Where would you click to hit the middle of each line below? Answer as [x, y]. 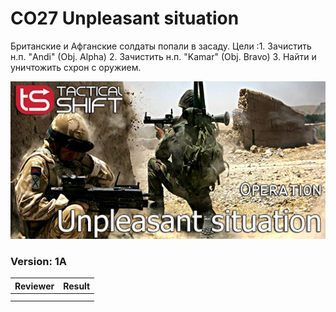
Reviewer [34, 286]
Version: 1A [39, 261]
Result [77, 286]
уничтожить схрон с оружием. [76, 67]
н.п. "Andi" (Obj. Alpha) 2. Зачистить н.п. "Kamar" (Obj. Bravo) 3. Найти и [163, 56]
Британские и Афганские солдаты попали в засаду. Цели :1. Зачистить [161, 46]
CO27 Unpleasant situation [125, 18]
